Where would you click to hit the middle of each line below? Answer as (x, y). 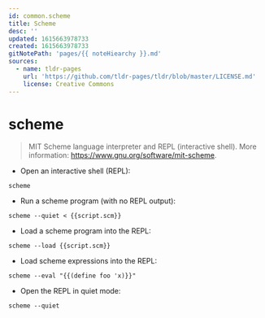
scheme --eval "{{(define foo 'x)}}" (72, 276)
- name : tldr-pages (49, 69)
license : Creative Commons (69, 84)
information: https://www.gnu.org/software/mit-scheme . (122, 155)
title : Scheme (33, 24)
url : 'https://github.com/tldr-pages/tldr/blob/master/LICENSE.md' (139, 76)
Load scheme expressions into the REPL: (88, 261)
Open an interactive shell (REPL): (75, 171)
